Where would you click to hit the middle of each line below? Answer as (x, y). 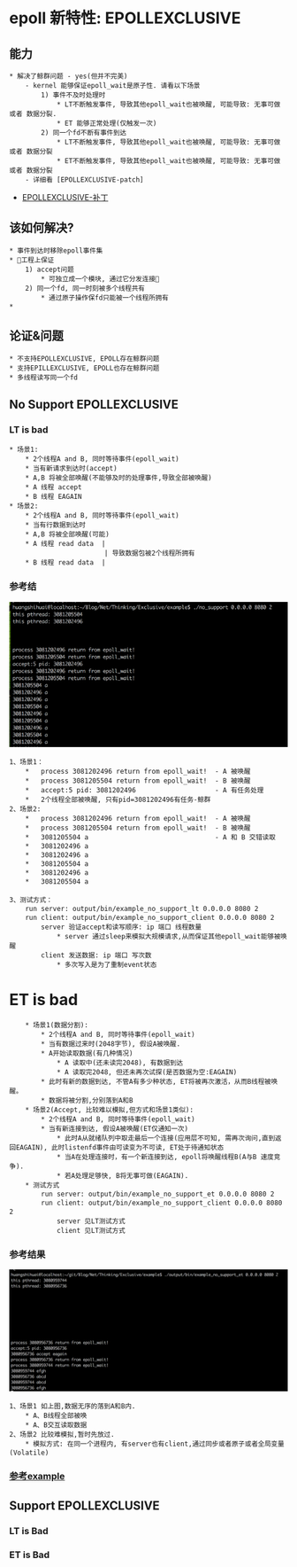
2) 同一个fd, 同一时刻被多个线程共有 (85, 288)
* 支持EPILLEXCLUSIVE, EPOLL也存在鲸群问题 (84, 368)
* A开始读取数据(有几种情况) (87, 1053)
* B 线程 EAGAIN (53, 497)
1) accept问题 (49, 269)
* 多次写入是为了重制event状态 (107, 964)
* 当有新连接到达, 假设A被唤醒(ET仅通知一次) (114, 1128)
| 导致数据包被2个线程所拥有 (149, 554)
